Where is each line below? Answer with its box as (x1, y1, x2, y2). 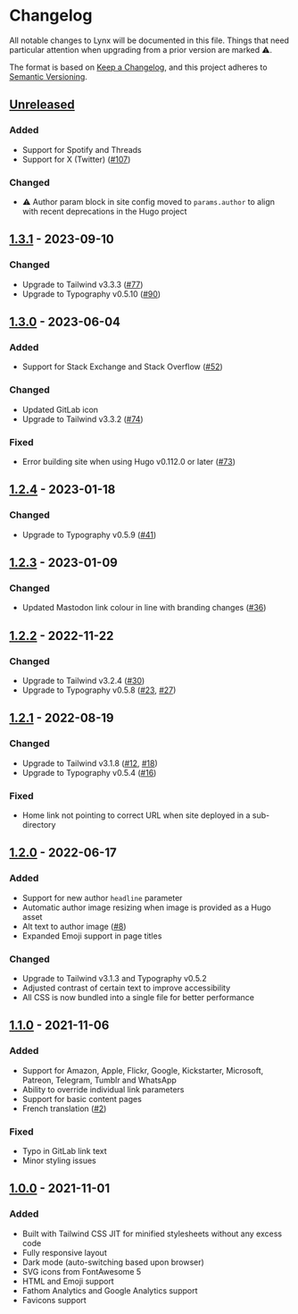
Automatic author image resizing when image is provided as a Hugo (21, 902, 272, 913)
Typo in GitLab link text (21, 1145, 107, 1156)
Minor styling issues (21, 1155, 96, 1166)
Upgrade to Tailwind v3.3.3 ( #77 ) (21, 279, 144, 290)
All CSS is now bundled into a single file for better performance (21, 991, 254, 1002)
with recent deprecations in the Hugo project (21, 206, 187, 216)
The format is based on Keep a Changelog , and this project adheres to (9, 62, 268, 72)
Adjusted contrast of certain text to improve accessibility (21, 982, 230, 993)
